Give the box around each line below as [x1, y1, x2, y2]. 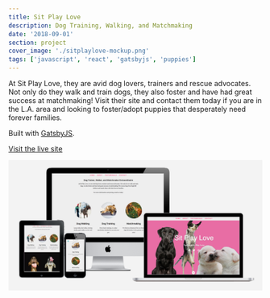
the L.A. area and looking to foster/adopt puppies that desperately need [8, 105, 247, 114]
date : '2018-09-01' [8, 30, 74, 38]
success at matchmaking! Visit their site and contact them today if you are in [8, 96, 262, 105]
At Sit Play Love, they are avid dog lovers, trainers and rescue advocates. [8, 79, 251, 88]
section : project [8, 39, 67, 47]
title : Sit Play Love [8, 13, 81, 21]
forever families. [8, 113, 62, 122]
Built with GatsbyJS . [8, 129, 75, 138]
